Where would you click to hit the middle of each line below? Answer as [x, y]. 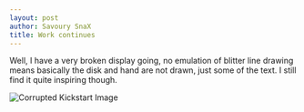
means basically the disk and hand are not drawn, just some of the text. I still [153, 70]
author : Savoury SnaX [51, 26]
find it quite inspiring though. [64, 80]
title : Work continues [52, 35]
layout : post [34, 18]
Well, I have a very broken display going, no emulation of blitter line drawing [152, 61]
